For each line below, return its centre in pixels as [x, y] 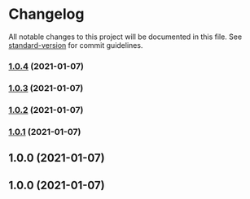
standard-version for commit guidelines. [76, 45]
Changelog [46, 14]
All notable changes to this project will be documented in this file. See [125, 37]
